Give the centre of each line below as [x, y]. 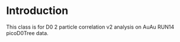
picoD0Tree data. [27, 33]
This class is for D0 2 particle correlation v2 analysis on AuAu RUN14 [90, 27]
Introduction [37, 11]
